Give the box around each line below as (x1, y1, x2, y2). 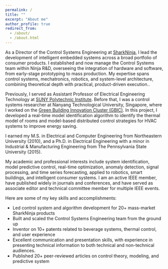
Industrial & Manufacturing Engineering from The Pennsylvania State (5, 143, 147, 149)
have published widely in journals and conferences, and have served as (5, 180, 153, 186)
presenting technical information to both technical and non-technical (12, 242, 154, 248)
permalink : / (5, 7, 33, 13)
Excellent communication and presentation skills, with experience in (12, 237, 153, 243)
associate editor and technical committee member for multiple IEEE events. (5, 185, 160, 191)
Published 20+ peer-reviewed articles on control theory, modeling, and (12, 252, 159, 259)
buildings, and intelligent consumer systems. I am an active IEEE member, (5, 174, 157, 181)
